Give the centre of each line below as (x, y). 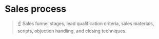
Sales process (36, 9)
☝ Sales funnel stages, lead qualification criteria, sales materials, (86, 23)
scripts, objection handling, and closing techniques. (72, 31)
